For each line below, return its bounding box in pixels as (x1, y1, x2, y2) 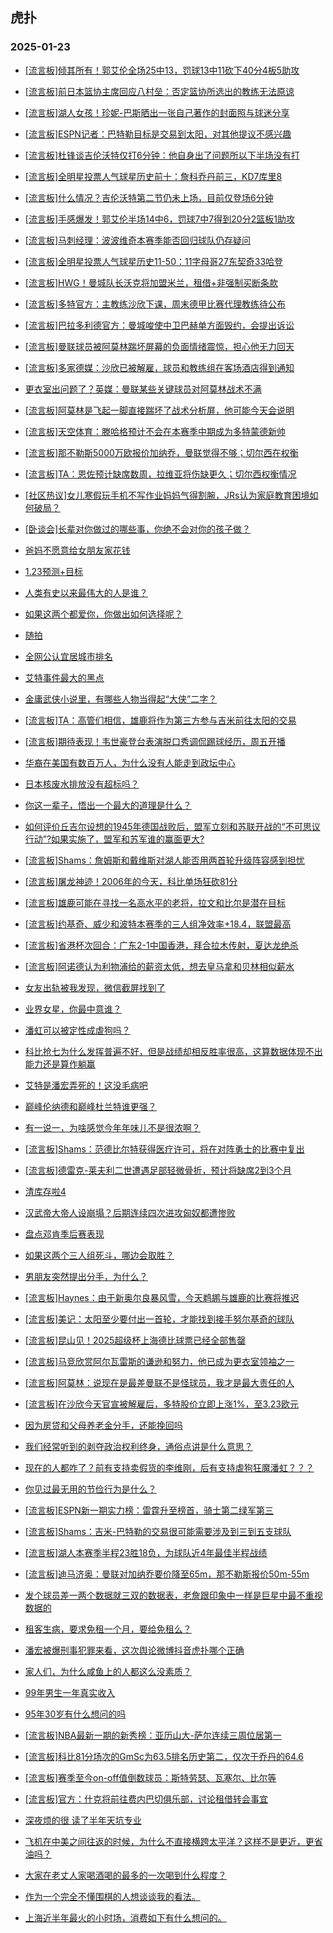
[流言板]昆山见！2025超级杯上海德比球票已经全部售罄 (24, 1334, 247, 1346)
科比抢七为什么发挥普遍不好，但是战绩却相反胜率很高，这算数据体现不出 (24, 1045, 323, 1057)
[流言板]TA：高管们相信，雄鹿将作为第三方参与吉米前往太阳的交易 (24, 714, 297, 726)
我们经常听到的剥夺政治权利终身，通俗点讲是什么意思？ (24, 1440, 253, 1452)
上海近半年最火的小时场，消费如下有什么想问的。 (24, 1911, 227, 1923)
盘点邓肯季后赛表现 (24, 1228, 105, 1240)
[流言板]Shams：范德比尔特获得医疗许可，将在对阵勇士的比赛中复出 (24, 1143, 305, 1155)
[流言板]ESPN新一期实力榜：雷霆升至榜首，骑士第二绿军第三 (24, 1504, 274, 1516)
